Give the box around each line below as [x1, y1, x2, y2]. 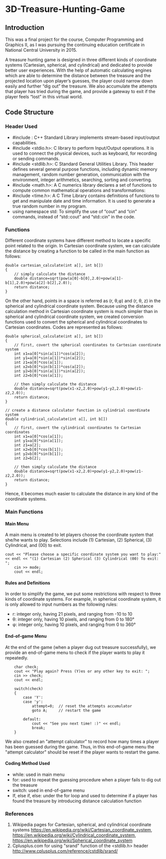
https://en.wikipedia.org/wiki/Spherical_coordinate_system [12, 838, 133, 844]
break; [31, 725, 46, 730]
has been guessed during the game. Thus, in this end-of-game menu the [5, 744, 155, 750]
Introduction [5, 23, 45, 32]
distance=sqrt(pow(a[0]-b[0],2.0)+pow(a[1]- [29, 276, 123, 281]
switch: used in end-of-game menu [12, 787, 85, 793]
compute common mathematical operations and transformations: [12, 187, 146, 193]
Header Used [5, 123, 38, 130]
